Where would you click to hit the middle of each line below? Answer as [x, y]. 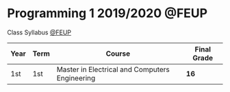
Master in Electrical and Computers [113, 69]
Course [118, 54]
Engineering [76, 78]
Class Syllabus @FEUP [39, 32]
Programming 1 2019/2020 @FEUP [107, 13]
